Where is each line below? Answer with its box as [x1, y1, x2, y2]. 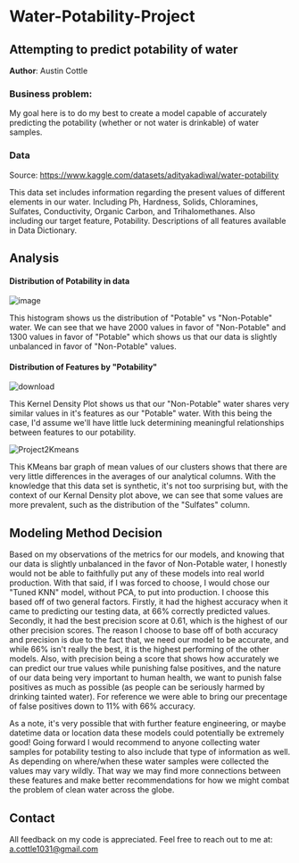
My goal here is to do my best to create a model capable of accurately [9, 108, 268, 119]
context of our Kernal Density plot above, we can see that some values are [9, 490, 284, 501]
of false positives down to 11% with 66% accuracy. [9, 701, 196, 711]
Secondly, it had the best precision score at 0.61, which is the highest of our [9, 616, 288, 627]
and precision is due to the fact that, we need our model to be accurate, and [9, 635, 289, 645]
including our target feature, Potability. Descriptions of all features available [9, 215, 287, 226]
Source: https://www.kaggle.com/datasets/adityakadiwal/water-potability [9, 170, 279, 180]
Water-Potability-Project [9, 6, 195, 27]
